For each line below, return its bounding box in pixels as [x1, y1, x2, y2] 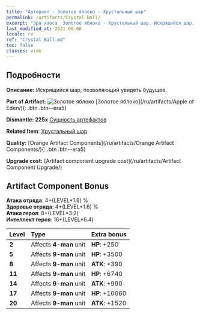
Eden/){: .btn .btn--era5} [6, 104, 67, 111]
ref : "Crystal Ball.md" [6, 37, 66, 43]
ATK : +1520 [91, 299, 127, 307]
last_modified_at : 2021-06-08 [6, 25, 82, 32]
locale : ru [6, 31, 34, 37]
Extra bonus [91, 230, 127, 239]
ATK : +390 [91, 260, 123, 268]
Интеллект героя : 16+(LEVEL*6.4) [6, 216, 94, 223]
